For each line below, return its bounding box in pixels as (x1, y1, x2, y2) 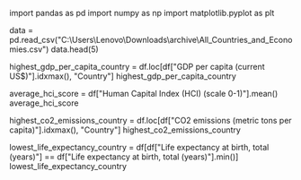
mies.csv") (9, 44, 49, 55)
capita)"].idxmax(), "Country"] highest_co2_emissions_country (9, 124, 241, 135)
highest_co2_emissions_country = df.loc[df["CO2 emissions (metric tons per (9, 116, 292, 125)
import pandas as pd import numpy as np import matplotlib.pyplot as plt (9, 8, 275, 18)
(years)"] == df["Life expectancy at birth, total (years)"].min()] (9, 151, 239, 162)
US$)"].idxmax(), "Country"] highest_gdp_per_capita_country (9, 71, 236, 81)
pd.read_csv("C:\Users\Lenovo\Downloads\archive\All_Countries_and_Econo (9, 35, 293, 45)
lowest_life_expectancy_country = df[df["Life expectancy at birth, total (9, 142, 270, 152)
